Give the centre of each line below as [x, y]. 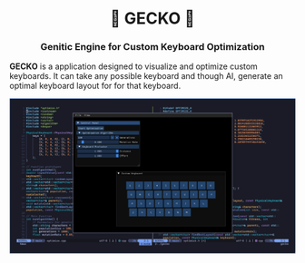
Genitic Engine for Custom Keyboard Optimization [152, 47]
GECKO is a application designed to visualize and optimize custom [134, 66]
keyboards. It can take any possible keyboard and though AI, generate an [146, 76]
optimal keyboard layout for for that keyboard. [95, 86]
